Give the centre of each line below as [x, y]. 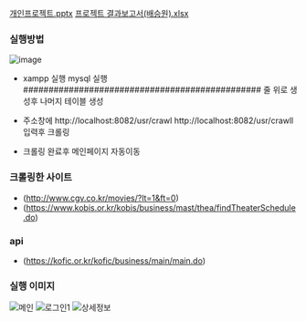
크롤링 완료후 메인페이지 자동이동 [81, 151]
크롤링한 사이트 [41, 178]
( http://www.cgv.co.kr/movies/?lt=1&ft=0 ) [101, 198]
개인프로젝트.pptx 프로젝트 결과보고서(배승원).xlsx [99, 13]
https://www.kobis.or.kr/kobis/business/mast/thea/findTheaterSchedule [161, 207]
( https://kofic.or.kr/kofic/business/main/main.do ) [114, 260]
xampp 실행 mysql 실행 [65, 78]
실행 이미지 [32, 285]
